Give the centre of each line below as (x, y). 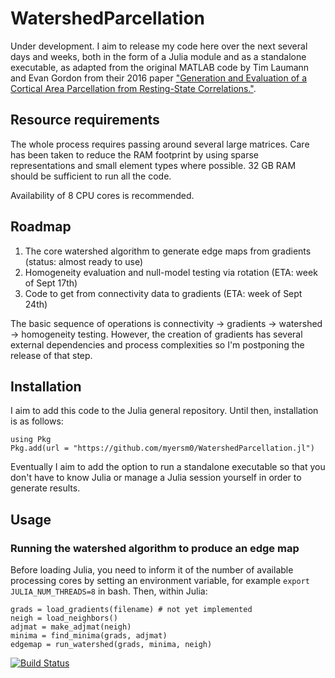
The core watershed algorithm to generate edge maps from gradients (168, 251)
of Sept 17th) (51, 283)
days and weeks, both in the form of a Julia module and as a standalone (158, 56)
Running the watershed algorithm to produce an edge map (155, 548)
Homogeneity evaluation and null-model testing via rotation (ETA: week (171, 272)
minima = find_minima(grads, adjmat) (89, 636)
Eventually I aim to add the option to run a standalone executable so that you (168, 467)
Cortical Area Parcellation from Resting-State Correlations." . (133, 88)
